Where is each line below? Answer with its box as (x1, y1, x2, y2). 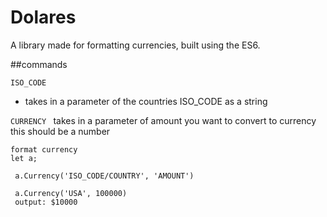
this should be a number (10, 125, 111, 137)
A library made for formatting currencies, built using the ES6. (10, 39, 261, 51)
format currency (10, 144, 78, 155)
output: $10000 (14, 197, 78, 207)
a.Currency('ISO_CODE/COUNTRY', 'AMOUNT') (14, 171, 195, 181)
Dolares (10, 6, 77, 29)
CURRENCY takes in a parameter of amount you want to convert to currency (10, 114, 317, 126)
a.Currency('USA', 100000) (14, 188, 128, 198)
